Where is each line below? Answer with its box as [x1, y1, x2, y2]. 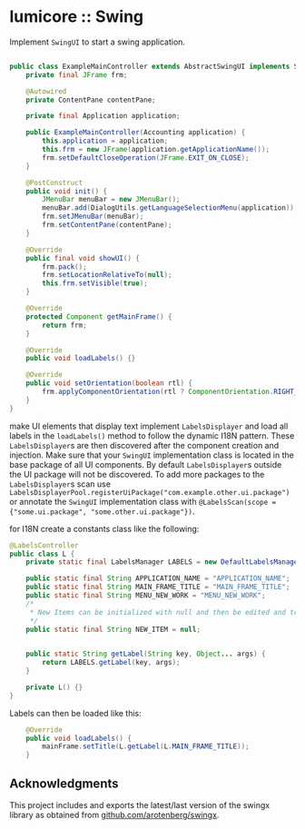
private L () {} [25, 683, 84, 692]
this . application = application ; [42, 136, 169, 146]
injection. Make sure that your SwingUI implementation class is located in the [9, 449, 295, 460]
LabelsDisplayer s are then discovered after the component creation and [9, 439, 280, 450]
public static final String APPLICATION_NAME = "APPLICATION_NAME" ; [25, 574, 290, 583]
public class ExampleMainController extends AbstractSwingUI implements [9, 62, 290, 71]
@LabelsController [9, 540, 79, 550]
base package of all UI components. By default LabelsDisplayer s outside [9, 459, 282, 469]
